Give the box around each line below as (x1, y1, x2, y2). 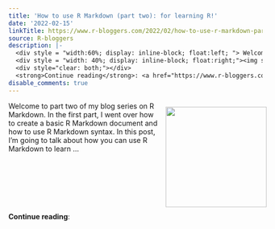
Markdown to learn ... (8, 144, 79, 153)
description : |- (8, 42, 63, 50)
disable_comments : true (8, 79, 89, 87)
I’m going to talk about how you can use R (8, 135, 148, 145)
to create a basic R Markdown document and (8, 118, 158, 128)
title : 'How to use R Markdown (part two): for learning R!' (8, 11, 219, 20)
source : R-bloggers (8, 34, 74, 43)
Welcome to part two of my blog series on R (8, 101, 155, 111)
